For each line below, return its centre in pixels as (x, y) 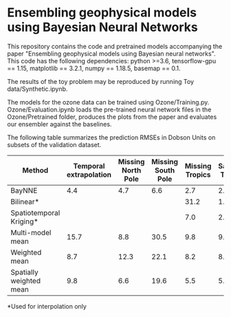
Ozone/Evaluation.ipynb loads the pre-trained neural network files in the (109, 109)
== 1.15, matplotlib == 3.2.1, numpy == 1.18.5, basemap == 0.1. (94, 68)
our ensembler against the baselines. (59, 124)
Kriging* (25, 221)
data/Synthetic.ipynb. (37, 89)
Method (35, 170)
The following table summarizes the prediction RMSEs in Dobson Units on (111, 137)
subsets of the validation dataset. (54, 144)
